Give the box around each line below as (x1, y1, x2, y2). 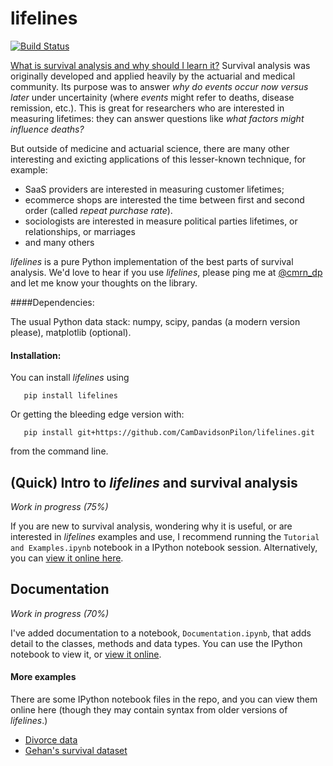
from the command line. (10, 445, 109, 457)
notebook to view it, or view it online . (10, 648, 162, 660)
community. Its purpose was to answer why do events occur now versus (10, 80, 309, 92)
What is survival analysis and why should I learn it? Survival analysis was (10, 59, 311, 71)
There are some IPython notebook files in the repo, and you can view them (10, 693, 318, 705)
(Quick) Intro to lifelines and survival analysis (10, 474, 298, 491)
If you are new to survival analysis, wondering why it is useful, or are (10, 520, 293, 532)
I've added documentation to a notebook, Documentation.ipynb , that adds (10, 627, 312, 639)
